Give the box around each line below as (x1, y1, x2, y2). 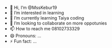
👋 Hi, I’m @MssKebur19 (9, 5, 57, 10)
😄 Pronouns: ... (9, 33, 42, 39)
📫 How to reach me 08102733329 (9, 26, 80, 31)
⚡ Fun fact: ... (9, 38, 37, 44)
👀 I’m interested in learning (9, 10, 64, 16)
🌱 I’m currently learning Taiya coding (9, 15, 84, 21)
